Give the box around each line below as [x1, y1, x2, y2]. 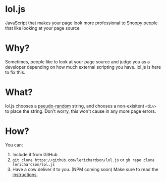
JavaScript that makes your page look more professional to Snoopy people [5, 20, 158, 26]
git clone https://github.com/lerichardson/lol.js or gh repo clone [12, 157, 155, 163]
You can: [5, 142, 23, 148]
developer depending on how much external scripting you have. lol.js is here [5, 64, 161, 70]
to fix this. [5, 69, 26, 75]
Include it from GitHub [12, 151, 58, 157]
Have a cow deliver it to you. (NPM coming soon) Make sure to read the [12, 166, 159, 172]
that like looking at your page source [5, 25, 80, 31]
